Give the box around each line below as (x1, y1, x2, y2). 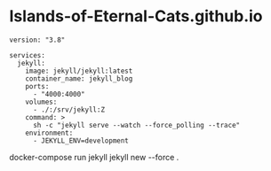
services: (9, 51, 46, 59)
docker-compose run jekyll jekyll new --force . (9, 152, 179, 162)
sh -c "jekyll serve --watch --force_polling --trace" (32, 120, 241, 129)
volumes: (25, 97, 58, 106)
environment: (25, 128, 74, 137)
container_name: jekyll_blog (25, 74, 133, 83)
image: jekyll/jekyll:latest (25, 66, 133, 75)
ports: (25, 82, 50, 90)
